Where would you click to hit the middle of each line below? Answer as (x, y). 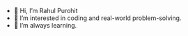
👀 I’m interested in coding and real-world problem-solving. (97, 18)
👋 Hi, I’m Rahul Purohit (46, 11)
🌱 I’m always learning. (45, 25)
